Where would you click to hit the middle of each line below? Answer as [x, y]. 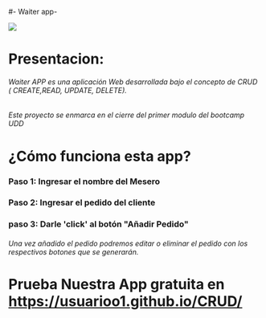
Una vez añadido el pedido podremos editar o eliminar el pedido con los [128, 243]
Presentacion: [56, 59]
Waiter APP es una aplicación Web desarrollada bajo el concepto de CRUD [133, 82]
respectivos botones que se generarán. [74, 251]
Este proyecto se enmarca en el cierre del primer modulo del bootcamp [127, 115]
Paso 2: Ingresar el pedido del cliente [82, 202]
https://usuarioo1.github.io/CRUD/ [125, 302]
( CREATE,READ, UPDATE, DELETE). [68, 90]
